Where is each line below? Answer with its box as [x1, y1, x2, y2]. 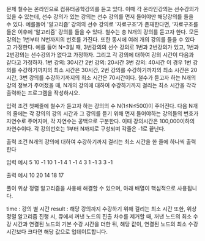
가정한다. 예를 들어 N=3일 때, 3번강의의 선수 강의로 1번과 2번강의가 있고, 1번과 [12, 43, 199, 51]
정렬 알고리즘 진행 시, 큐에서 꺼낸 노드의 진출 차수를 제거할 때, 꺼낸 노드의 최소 [6, 213, 192, 220]
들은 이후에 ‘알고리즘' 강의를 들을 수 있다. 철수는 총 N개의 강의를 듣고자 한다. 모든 [6, 28, 199, 35]
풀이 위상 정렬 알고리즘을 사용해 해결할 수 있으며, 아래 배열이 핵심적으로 [6, 185, 176, 192]
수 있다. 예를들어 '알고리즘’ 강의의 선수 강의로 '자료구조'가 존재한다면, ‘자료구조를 [6, 21, 199, 27]
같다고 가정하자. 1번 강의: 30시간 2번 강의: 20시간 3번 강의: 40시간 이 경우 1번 [6, 59, 192, 66]
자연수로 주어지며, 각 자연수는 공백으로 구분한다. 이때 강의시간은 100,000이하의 [6, 118, 195, 124]
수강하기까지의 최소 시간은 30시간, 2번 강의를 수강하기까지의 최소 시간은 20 [17, 67, 198, 73]
